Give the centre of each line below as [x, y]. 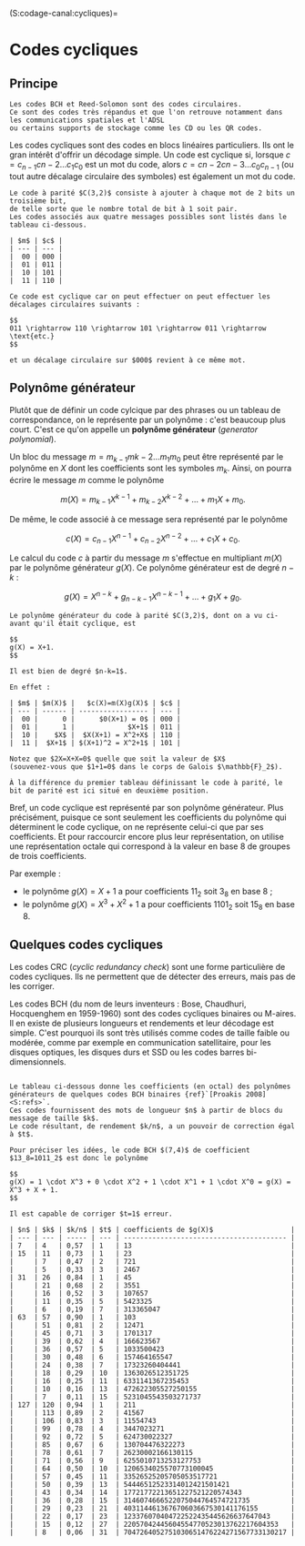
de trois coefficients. [48, 855]
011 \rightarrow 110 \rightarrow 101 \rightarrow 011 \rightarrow [138, 328]
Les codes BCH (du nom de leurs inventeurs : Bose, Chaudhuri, [128, 1004]
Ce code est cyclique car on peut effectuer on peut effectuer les [140, 296]
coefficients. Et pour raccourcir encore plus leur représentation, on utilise [147, 836]
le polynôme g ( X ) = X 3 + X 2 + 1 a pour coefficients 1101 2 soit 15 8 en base [159, 904]
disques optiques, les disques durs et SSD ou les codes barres [127, 1052]
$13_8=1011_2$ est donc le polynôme [79, 1158]
